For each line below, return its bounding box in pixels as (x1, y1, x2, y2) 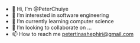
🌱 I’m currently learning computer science (11, 18, 114, 24)
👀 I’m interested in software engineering (11, 12, 109, 19)
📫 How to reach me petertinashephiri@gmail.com (11, 31, 134, 37)
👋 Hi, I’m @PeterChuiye (11, 6, 69, 12)
